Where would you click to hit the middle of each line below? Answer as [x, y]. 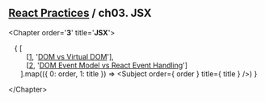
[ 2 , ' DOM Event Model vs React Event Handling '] [107, 65]
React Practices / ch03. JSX [80, 13]
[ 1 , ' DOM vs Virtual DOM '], [70, 56]
